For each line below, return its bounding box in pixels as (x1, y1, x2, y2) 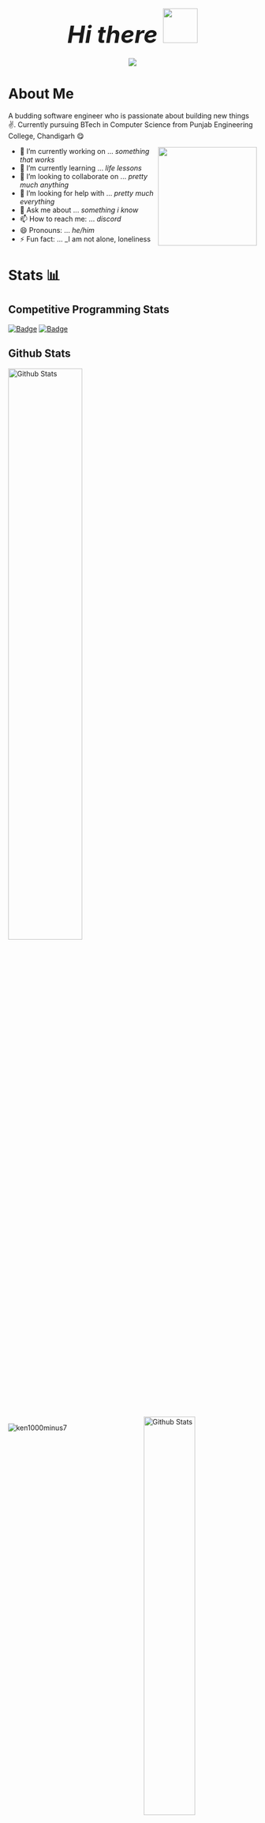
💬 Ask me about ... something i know (19, 205, 139, 215)
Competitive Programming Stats (8, 303, 170, 316)
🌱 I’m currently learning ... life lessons (19, 163, 142, 173)
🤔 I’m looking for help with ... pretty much (19, 188, 154, 197)
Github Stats (8, 347, 71, 361)
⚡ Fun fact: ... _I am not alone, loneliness (19, 234, 151, 244)
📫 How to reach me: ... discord (19, 214, 121, 223)
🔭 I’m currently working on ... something (19, 146, 150, 155)
